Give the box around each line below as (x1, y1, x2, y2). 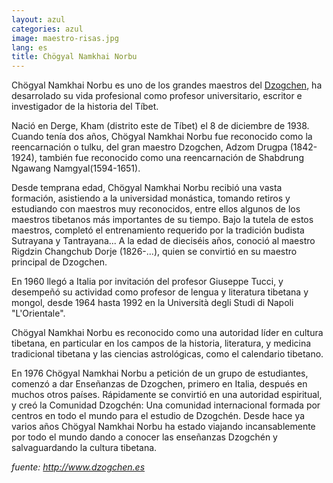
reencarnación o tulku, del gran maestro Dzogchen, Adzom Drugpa (11, 141, 288, 153)
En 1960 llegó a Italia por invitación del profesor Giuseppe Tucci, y (11, 276, 284, 288)
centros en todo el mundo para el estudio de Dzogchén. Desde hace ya (11, 410, 306, 422)
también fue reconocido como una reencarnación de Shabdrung (39, 152, 304, 164)
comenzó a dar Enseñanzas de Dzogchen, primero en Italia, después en (11, 378, 308, 390)
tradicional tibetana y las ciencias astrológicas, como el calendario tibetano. (11, 348, 324, 360)
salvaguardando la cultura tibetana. (11, 442, 158, 454)
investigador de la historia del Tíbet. (11, 101, 159, 113)
